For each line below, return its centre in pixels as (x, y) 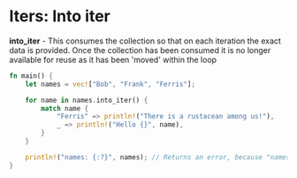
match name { (65, 108)
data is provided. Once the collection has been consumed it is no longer (140, 50)
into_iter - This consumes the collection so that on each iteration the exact (145, 41)
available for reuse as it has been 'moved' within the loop (113, 59)
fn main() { (31, 76)
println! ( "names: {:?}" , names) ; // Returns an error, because (144, 157)
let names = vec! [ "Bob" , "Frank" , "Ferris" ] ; (110, 84)
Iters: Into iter (60, 16)
